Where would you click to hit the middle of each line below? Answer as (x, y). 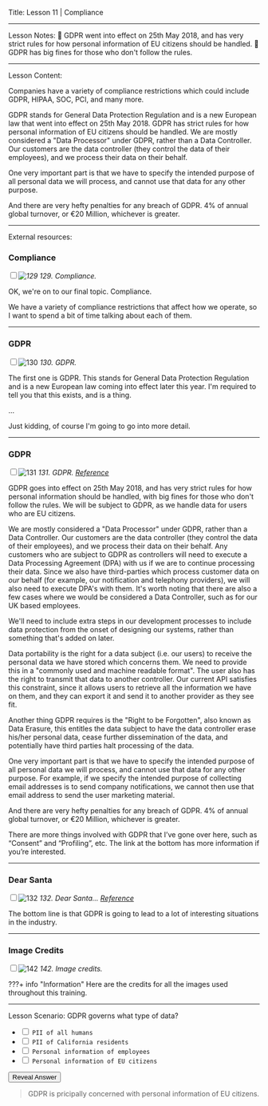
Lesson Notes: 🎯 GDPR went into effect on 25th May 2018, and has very (126, 35)
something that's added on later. (61, 638)
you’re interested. (37, 852)
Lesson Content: (35, 75)
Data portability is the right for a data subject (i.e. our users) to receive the (130, 653)
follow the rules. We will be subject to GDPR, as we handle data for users (128, 505)
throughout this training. (48, 993)
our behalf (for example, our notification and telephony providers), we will (129, 579)
